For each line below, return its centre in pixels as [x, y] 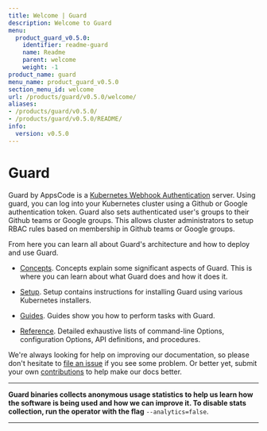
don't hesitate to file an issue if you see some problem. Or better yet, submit [133, 363]
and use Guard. [33, 252]
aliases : [23, 104]
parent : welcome [50, 60]
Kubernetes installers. [55, 300]
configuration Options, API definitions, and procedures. [110, 339]
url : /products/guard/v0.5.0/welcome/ [72, 97]
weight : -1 [41, 67]
